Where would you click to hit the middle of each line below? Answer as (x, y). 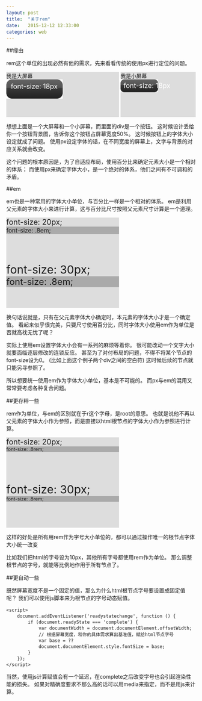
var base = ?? (56, 641)
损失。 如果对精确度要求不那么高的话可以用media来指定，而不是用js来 (103, 684)
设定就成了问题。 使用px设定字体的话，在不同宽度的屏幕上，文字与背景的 (97, 142)
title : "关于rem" (28, 19)
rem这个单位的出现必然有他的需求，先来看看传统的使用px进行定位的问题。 (98, 63)
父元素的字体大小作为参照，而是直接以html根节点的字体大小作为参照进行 (96, 421)
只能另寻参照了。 (27, 368)
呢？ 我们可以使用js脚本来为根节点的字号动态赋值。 (70, 598)
